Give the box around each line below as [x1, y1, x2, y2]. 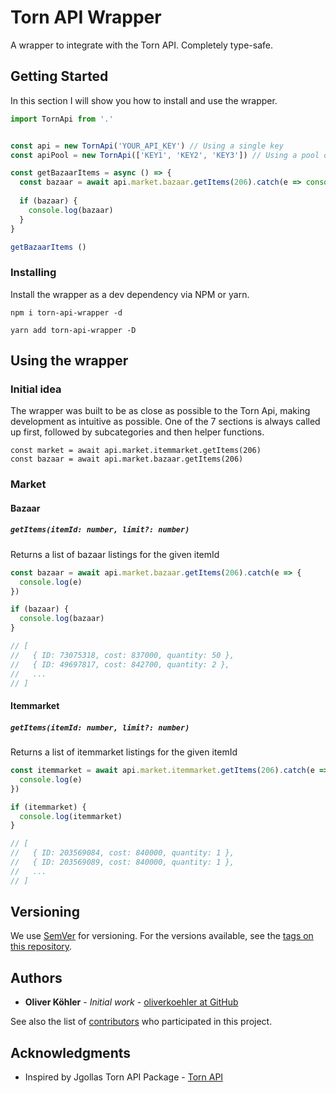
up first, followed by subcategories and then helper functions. [10, 426, 265, 438]
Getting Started [10, 68, 109, 85]
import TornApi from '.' [10, 114, 114, 124]
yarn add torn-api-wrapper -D [10, 325, 137, 335]
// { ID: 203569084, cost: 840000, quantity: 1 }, [10, 848, 235, 858]
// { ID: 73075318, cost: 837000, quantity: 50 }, [10, 650, 235, 660]
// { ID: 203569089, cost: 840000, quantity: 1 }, [10, 857, 235, 868]
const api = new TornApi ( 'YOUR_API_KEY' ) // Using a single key [10, 141, 284, 151]
